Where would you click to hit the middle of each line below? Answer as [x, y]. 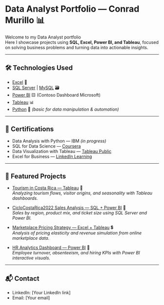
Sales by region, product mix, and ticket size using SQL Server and [80, 213]
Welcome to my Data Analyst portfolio [43, 37]
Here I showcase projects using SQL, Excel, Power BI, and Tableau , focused [82, 42]
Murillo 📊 [25, 20]
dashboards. [25, 198]
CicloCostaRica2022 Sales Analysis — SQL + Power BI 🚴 [69, 208]
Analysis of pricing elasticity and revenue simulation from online [77, 233]
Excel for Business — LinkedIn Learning [52, 156]
